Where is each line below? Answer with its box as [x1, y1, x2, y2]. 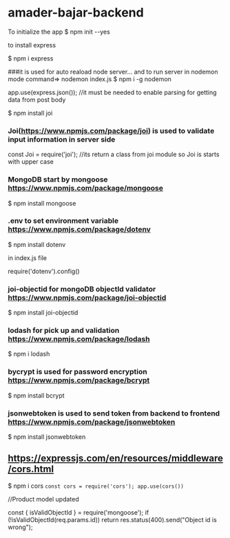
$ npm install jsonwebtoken [8, 433, 86, 441]
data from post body [8, 95, 66, 104]
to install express [8, 41, 56, 49]
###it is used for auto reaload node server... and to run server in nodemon [8, 67, 219, 76]
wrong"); [8, 523, 33, 531]
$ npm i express [8, 54, 54, 63]
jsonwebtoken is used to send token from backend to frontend [8, 408, 220, 418]
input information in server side [8, 134, 116, 144]
